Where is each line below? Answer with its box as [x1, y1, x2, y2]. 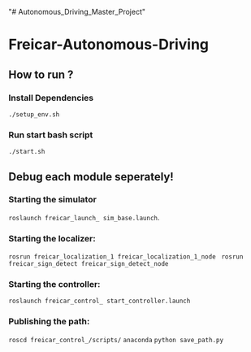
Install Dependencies [8, 92, 94, 103]
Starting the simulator [8, 194, 97, 206]
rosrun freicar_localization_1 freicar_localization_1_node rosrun [8, 253, 244, 261]
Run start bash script [8, 129, 93, 141]
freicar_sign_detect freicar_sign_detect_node [8, 260, 169, 268]
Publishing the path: [8, 316, 90, 328]
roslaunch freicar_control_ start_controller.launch [8, 297, 191, 306]
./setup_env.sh [8, 110, 60, 119]
